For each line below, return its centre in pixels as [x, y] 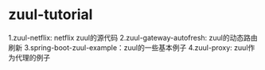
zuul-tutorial [51, 15]
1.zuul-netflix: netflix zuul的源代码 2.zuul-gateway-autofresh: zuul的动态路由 [133, 37]
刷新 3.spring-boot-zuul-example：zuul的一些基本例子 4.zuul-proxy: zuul [128, 47]
